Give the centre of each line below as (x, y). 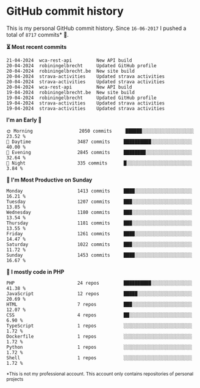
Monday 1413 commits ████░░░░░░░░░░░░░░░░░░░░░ (99, 191)
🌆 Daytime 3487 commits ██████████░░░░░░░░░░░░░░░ (99, 142)
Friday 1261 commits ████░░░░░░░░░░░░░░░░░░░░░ (99, 233)
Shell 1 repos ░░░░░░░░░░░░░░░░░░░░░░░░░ (99, 358)
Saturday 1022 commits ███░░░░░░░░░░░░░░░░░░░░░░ (99, 244)
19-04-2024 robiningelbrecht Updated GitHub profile (81, 98)
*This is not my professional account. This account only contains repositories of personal (100, 374)
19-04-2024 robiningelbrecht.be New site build (71, 92)
